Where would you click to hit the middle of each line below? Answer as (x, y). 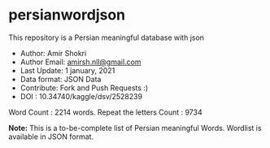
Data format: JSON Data (61, 79)
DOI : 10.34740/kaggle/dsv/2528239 (81, 96)
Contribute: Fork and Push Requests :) (84, 88)
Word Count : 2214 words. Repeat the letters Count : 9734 (105, 112)
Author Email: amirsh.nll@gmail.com (81, 62)
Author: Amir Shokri (53, 53)
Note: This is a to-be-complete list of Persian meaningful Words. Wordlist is (135, 128)
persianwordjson (67, 15)
